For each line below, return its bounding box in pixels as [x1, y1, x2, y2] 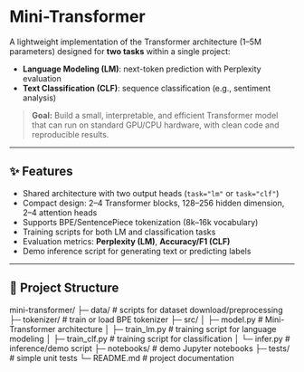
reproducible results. [31, 129, 109, 139]
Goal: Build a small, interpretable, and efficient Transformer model [31, 110, 279, 120]
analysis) [22, 92, 57, 103]
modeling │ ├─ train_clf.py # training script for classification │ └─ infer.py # [9, 333, 291, 344]
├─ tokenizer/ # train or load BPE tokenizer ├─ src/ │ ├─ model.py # [9, 314, 264, 325]
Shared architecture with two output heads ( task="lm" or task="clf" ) [22, 187, 280, 198]
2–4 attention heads [22, 206, 98, 218]
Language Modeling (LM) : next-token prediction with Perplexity [22, 63, 261, 74]
